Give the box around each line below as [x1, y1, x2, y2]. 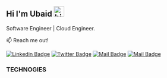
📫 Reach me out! [6, 36, 49, 43]
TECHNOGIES [6, 65, 46, 73]
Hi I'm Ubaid [6, 9, 52, 19]
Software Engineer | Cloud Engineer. [6, 24, 95, 32]
